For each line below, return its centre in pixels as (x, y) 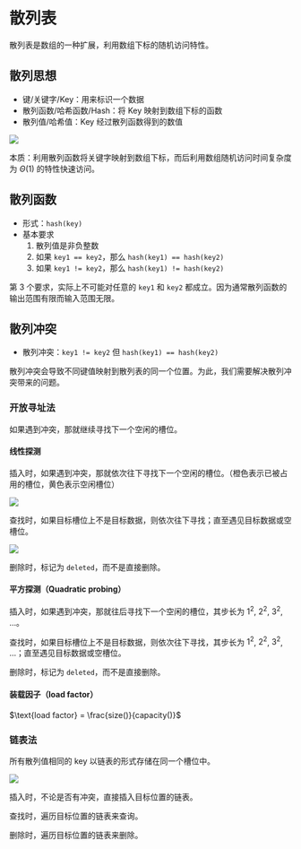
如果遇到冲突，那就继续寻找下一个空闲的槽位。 (95, 429)
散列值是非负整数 (67, 245)
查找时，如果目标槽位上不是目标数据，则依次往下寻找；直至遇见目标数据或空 (150, 520)
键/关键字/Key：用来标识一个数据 (83, 99)
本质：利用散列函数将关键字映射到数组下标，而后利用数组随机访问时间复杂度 (150, 157)
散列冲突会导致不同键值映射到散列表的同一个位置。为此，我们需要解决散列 (146, 371)
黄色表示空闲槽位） (83, 484)
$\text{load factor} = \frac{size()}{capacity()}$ (95, 715)
